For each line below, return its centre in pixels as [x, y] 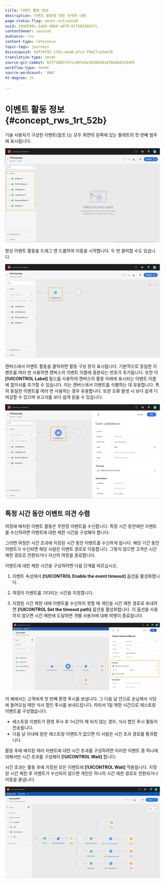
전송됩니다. [23, 728]
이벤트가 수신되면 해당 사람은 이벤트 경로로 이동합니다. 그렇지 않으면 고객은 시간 [81, 549]
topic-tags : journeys [27, 47]
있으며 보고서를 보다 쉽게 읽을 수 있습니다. [63, 397]
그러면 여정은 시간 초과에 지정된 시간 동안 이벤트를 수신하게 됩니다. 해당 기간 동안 [82, 543]
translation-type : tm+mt [30, 57]
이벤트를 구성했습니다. [26, 711]
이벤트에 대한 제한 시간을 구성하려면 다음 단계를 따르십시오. [61, 566]
